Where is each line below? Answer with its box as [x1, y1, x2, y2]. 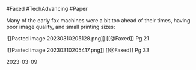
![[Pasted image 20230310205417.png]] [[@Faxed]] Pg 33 [6, 46, 150, 54]
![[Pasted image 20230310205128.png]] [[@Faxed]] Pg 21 [6, 35, 149, 42]
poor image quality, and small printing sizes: [6, 24, 115, 30]
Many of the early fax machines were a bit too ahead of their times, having [6, 17, 191, 24]
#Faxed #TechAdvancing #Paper [6, 5, 88, 12]
